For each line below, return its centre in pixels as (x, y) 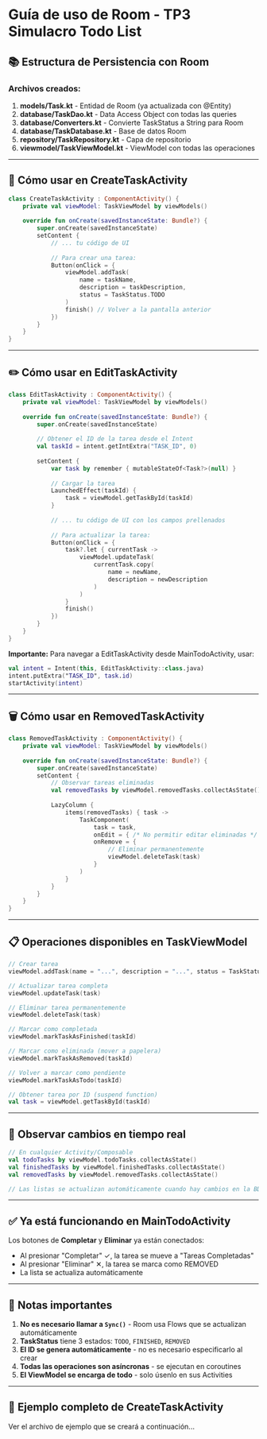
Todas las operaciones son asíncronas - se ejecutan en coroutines (130, 1367)
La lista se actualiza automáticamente (81, 1273)
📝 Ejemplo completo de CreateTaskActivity (116, 1408)
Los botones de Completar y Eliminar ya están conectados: (106, 1240)
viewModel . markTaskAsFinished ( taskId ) (72, 1037)
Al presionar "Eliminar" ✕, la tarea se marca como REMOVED (119, 1264)
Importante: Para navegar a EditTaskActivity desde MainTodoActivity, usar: (131, 654)
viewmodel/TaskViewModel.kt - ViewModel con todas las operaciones (137, 148)
